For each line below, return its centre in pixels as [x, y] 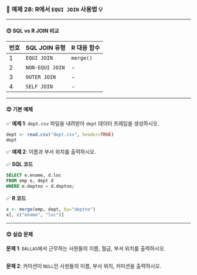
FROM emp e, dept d [30, 181]
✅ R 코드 [16, 198]
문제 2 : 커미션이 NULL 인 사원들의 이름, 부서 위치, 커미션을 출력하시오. [84, 266]
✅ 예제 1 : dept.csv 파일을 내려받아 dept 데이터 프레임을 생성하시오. [83, 123]
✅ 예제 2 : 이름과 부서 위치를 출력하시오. [51, 152]
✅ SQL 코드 [20, 164]
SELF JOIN [39, 86]
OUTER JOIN [41, 77]
